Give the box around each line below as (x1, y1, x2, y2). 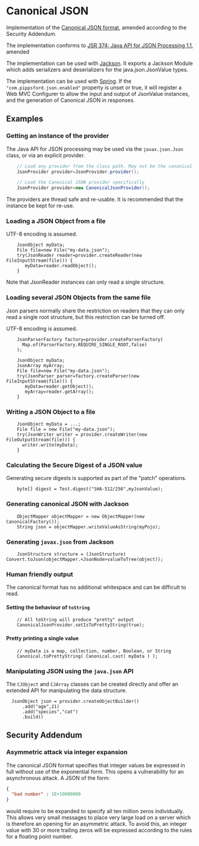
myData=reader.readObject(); (24, 263, 97, 269)
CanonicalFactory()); (6, 519, 60, 525)
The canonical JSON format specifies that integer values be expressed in (6, 761, 185, 768)
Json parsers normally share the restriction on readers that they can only (6, 307, 185, 314)
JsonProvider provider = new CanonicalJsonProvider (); (17, 185, 150, 191)
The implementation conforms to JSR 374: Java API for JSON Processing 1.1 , (6, 42, 194, 49)
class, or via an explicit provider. (6, 151, 85, 159)
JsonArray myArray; (17, 362, 65, 368)
